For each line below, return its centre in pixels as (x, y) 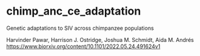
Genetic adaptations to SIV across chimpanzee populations (80, 28)
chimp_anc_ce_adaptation (74, 11)
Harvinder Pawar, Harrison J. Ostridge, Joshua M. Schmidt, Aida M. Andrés (100, 40)
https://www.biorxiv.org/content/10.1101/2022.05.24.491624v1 (83, 46)
